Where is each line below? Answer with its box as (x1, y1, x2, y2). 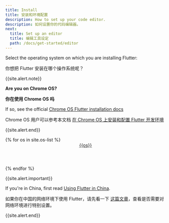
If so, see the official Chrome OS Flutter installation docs (5, 106, 124, 112)
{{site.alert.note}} (5, 75, 42, 82)
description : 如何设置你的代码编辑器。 (5, 21, 80, 27)
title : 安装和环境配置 (5, 12, 48, 17)
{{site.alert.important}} (5, 175, 53, 181)
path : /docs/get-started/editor (10, 41, 79, 46)
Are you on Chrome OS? (5, 85, 58, 91)
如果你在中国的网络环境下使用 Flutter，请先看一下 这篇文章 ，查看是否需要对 (5, 195, 164, 202)
